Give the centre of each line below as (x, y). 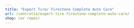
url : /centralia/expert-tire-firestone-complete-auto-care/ (67, 14)
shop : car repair (23, 18)
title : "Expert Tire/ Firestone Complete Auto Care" (60, 9)
